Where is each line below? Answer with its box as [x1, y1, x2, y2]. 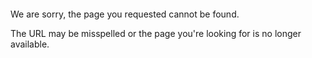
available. [10, 38, 50, 50]
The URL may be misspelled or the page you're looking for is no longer [10, 28, 302, 39]
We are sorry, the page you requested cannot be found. [10, 8, 240, 20]
